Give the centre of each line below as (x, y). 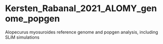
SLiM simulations (22, 37)
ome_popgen (32, 19)
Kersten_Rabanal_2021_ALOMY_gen (81, 8)
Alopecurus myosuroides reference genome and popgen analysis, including (82, 32)
